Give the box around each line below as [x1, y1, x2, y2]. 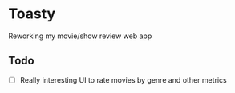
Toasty [8, 5, 56, 23]
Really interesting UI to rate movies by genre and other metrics [19, 75, 227, 84]
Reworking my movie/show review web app [8, 31, 152, 41]
